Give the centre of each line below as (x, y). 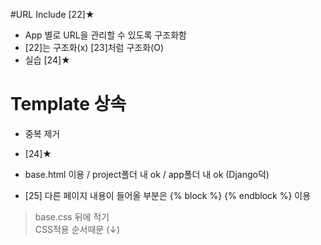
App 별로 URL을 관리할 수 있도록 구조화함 (105, 35)
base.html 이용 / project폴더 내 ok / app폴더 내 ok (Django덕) (147, 174)
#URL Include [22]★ (52, 14)
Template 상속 (68, 104)
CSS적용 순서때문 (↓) (77, 229)
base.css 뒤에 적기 (72, 216)
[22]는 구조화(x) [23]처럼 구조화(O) (94, 47)
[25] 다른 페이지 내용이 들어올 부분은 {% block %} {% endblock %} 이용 (168, 195)
